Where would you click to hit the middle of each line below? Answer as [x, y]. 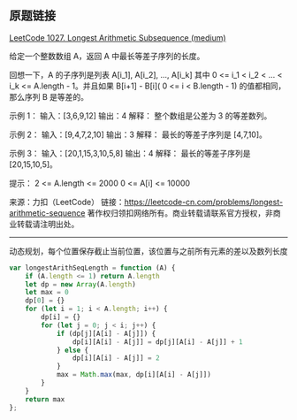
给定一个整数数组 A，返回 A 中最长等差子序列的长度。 [107, 56]
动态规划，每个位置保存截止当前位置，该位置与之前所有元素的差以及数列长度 [148, 251]
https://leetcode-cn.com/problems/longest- [204, 202]
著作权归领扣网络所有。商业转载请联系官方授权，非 [180, 213]
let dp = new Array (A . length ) [81, 284]
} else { [72, 350]
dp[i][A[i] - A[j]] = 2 [116, 358]
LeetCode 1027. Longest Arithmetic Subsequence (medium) [118, 37]
